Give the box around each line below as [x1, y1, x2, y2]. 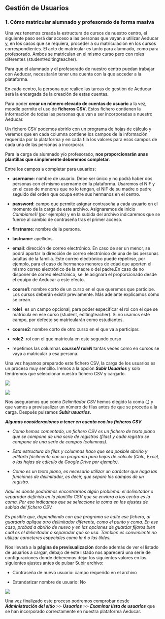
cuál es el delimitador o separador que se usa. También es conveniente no [5, 529, 157, 535]
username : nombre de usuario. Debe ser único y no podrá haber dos [12, 175, 153, 182]
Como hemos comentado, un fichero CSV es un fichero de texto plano [12, 428, 155, 434]
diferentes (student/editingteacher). [5, 56, 78, 62]
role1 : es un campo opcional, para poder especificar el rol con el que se [12, 306, 158, 312]
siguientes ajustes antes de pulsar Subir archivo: [5, 560, 103, 566]
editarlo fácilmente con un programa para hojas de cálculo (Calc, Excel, [12, 453, 159, 459]
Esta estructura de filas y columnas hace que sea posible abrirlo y [12, 448, 148, 454]
